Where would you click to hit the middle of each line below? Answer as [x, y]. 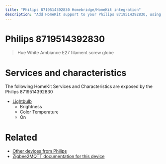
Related [21, 137]
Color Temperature [39, 112]
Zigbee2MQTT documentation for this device [58, 157]
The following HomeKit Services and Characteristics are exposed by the [79, 86]
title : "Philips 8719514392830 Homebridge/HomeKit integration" [73, 10]
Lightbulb [22, 101]
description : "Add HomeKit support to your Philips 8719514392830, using [83, 14]
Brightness [31, 107]
